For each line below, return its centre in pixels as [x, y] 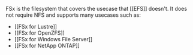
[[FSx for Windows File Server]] [53, 39]
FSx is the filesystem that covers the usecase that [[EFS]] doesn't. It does [96, 9]
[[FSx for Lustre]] [36, 27]
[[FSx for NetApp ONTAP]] [47, 45]
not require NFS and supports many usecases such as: [73, 15]
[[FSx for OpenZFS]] [40, 33]
